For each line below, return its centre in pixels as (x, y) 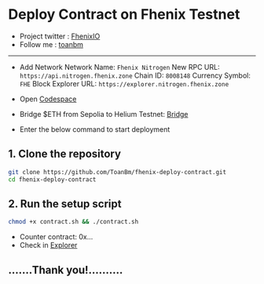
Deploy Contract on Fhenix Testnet (124, 15)
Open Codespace (48, 99)
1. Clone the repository (65, 154)
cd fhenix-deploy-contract (52, 179)
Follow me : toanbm (51, 44)
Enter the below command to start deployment (95, 129)
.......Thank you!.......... (66, 269)
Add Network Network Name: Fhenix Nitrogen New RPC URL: (119, 67)
